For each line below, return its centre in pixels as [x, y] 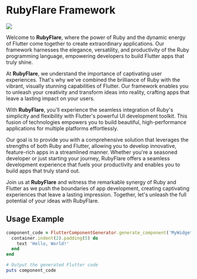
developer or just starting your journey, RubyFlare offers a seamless [88, 158]
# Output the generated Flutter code [52, 265]
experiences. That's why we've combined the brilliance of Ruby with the [93, 80]
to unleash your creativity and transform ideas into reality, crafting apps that [98, 92]
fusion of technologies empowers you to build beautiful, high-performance [96, 122]
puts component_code [31, 270]
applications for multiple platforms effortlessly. [62, 128]
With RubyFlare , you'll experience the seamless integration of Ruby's [90, 109]
